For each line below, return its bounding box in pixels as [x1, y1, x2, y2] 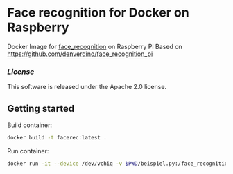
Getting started [7, 102, 75, 115]
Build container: [7, 121, 53, 129]
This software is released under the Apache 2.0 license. [7, 83, 167, 91]
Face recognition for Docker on [7, 5, 189, 21]
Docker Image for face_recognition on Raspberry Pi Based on [7, 42, 182, 50]
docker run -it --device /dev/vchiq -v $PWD [7, 160, 138, 167]
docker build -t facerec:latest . [7, 135, 107, 142]
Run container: [7, 146, 49, 155]
